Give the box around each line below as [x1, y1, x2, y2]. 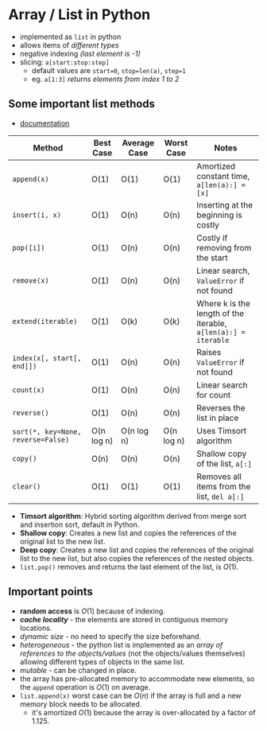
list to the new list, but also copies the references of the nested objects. [19, 553, 254, 563]
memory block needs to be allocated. [19, 699, 142, 709]
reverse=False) [12, 435, 70, 444]
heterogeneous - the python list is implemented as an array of [19, 640, 223, 649]
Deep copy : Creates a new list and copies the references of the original [19, 545, 254, 555]
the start [196, 252, 228, 263]
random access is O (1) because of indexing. [19, 606, 165, 616]
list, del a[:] [196, 491, 245, 502]
